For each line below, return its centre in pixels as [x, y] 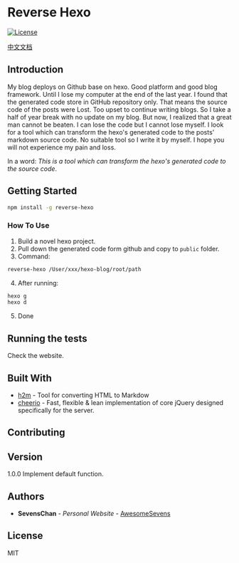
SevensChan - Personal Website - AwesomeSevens [94, 514]
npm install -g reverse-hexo [51, 207]
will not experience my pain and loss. [62, 147]
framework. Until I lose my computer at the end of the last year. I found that [117, 94]
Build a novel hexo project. [57, 241]
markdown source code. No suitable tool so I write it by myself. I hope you [116, 140]
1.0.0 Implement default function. [56, 474]
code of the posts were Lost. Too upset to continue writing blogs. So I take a [119, 109]
